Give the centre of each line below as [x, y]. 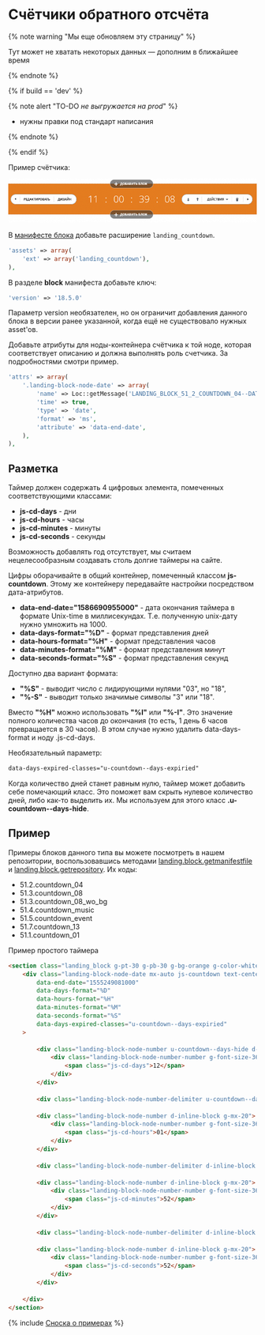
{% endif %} [28, 152]
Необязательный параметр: [55, 753]
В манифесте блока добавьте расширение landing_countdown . [112, 235]
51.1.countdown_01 [50, 935]
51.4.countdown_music [57, 910]
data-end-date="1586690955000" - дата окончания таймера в [127, 608]
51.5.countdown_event [56, 918]
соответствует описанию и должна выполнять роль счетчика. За [118, 353]
